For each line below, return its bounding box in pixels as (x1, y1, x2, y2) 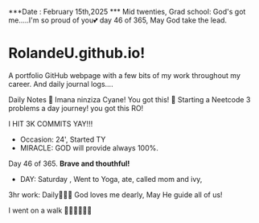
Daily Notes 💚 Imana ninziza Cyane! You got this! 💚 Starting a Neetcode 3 (8, 94, 251, 104)
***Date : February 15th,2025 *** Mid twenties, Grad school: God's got (8, 7, 246, 16)
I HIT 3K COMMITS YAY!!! (8, 118, 93, 128)
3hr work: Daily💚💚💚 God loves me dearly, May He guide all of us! (8, 189, 223, 200)
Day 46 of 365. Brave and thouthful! (8, 159, 130, 168)
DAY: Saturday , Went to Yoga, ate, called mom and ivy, (19, 174, 203, 184)
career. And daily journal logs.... (8, 79, 114, 89)
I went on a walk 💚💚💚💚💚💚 (8, 205, 92, 215)
